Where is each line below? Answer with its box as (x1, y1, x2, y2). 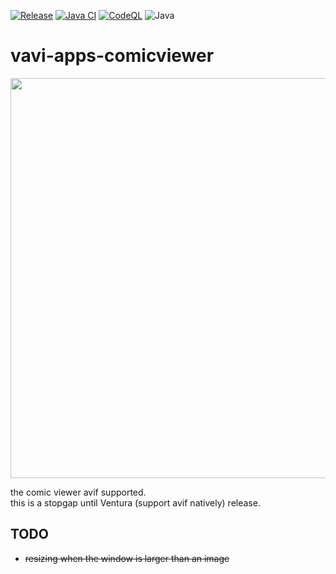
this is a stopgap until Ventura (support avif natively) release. (10, 496, 261, 509)
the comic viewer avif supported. (10, 486, 147, 498)
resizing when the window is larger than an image (24, 552, 230, 564)
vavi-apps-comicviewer (10, 45, 215, 67)
